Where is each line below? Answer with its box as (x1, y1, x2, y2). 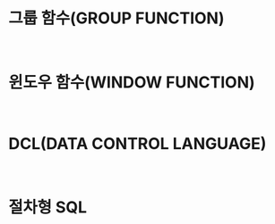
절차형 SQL (8, 197, 87, 217)
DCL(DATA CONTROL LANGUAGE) (8, 134, 267, 154)
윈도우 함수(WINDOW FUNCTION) (8, 72, 256, 93)
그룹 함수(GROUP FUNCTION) (8, 8, 225, 29)
